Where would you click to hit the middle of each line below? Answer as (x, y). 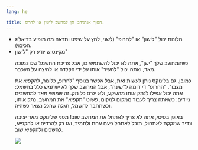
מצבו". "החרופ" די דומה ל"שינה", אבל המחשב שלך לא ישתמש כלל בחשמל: (99, 86)
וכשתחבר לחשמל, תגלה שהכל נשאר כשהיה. (63, 105)
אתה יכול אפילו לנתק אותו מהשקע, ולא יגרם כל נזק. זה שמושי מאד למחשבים (99, 93)
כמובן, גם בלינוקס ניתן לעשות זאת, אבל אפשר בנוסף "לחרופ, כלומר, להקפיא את (103, 81)
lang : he (17, 11)
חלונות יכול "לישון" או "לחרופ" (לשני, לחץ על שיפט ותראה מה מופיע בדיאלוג (98, 39)
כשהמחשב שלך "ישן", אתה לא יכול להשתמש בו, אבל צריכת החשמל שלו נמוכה (101, 63)
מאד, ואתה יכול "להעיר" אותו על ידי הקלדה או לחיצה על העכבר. (85, 69)
